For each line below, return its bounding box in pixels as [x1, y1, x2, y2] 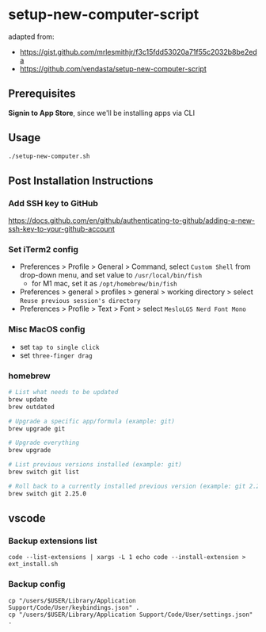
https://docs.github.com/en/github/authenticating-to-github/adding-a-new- [8, 216, 256, 225]
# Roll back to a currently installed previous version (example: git [8, 482, 246, 490]
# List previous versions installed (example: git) [8, 461, 182, 469]
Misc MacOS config [8, 324, 85, 335]
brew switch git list [8, 468, 80, 477]
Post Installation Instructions [8, 174, 154, 187]
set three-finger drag [19, 350, 93, 360]
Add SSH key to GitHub [8, 197, 99, 209]
